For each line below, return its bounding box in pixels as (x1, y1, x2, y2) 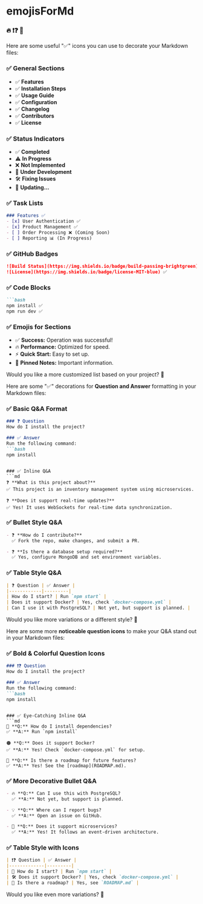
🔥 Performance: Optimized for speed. (14, 344, 111, 351)
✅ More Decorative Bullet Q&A (6, 777, 97, 785)
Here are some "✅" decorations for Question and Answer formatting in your (6, 383, 196, 390)
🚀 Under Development (14, 168, 72, 176)
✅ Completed (14, 148, 50, 156)
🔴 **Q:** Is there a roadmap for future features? (6, 757, 137, 763)
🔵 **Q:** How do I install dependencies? (6, 723, 112, 730)
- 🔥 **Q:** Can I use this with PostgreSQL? (6, 790, 121, 796)
